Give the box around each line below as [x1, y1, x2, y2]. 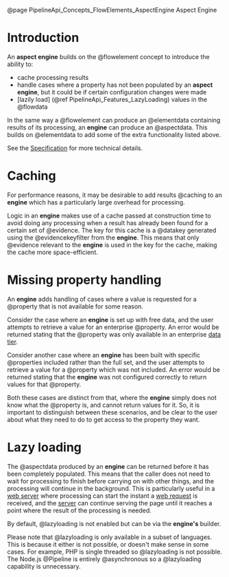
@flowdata [16, 103, 48, 111]
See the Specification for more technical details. [7, 144, 143, 152]
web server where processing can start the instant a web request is [7, 492, 198, 500]
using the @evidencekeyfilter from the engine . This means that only [7, 233, 200, 242]
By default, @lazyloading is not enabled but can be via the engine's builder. [7, 519, 221, 527]
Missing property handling [7, 272, 162, 288]
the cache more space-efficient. [7, 248, 98, 256]
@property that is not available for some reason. [7, 302, 144, 311]
